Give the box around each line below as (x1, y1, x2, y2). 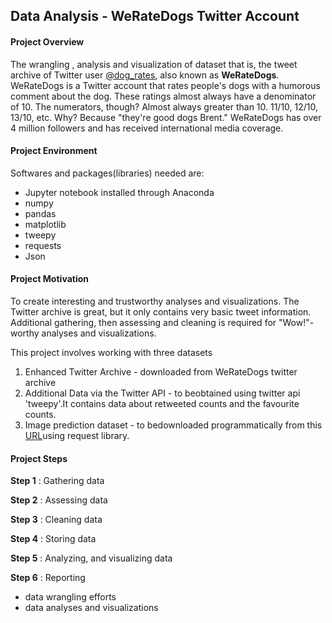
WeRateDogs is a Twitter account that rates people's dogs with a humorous (10, 79, 321, 91)
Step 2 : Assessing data (10, 494, 108, 506)
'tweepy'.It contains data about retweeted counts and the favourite (24, 398, 300, 409)
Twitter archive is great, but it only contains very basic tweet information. (10, 306, 312, 318)
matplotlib (24, 218, 67, 230)
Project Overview (10, 35, 85, 48)
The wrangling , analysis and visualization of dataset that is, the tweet (10, 58, 298, 70)
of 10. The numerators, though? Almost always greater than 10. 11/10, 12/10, (10, 100, 319, 113)
